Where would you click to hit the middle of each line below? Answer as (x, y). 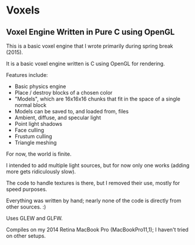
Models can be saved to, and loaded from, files (72, 111)
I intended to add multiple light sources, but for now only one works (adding (98, 165)
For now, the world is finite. (39, 154)
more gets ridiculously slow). (41, 172)
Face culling (29, 130)
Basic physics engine (40, 86)
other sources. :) (26, 207)
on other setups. (26, 236)
